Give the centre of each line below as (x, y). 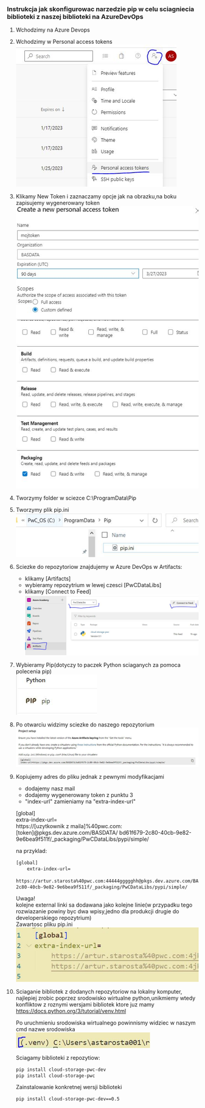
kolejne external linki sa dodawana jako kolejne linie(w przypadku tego (104, 905)
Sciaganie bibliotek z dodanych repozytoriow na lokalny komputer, (99, 991)
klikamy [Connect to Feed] (58, 591)
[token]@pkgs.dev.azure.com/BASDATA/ (67, 832)
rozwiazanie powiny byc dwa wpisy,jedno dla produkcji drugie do (97, 911)
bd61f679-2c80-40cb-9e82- (155, 832)
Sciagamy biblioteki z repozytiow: (58, 1057)
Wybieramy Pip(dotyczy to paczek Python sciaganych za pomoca (98, 664)
